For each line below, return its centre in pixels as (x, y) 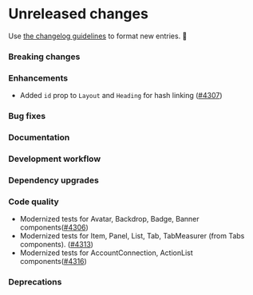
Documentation (39, 138)
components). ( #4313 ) (57, 245)
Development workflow (55, 159)
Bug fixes (27, 116)
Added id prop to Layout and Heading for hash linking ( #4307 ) (121, 96)
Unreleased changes (79, 14)
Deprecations (35, 282)
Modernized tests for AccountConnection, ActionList (106, 253)
